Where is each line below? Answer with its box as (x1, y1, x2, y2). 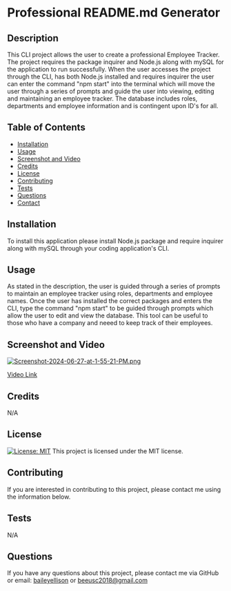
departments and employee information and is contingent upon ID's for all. (7, 102, 219, 110)
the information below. (7, 493, 71, 501)
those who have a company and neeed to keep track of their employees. (7, 319, 213, 327)
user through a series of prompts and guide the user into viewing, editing (7, 87, 214, 95)
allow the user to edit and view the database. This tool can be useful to (7, 311, 208, 320)
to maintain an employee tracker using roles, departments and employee (7, 289, 213, 298)
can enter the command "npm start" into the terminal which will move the (7, 80, 215, 87)
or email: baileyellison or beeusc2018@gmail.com (7, 577, 148, 585)
